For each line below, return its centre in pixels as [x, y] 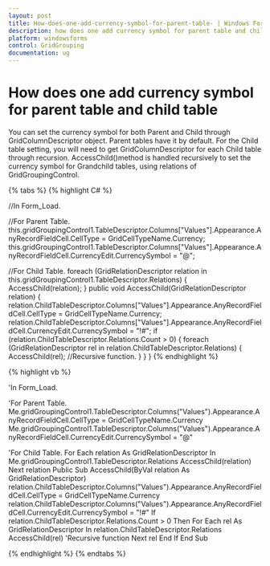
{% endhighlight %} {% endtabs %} [67, 553]
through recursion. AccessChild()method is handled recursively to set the [130, 157]
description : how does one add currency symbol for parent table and [127, 31]
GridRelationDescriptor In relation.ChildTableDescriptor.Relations [115, 529]
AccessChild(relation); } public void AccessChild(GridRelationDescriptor [127, 288]
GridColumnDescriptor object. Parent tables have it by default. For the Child [133, 140]
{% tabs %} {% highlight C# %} [60, 190]
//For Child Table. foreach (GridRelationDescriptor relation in [108, 271]
